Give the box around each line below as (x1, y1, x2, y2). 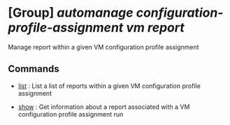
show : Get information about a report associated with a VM (17, 103, 190, 111)
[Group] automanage (8, 5, 134, 21)
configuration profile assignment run (17, 110, 124, 118)
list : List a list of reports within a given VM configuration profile (17, 82, 201, 90)
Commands (8, 63, 60, 75)
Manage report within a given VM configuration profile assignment (8, 43, 199, 51)
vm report (126, 20, 185, 36)
